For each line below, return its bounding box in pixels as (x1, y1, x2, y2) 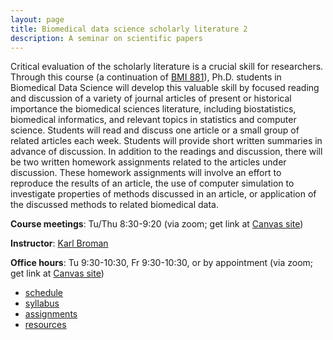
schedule (24, 287, 64, 299)
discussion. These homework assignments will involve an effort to (10, 167, 282, 179)
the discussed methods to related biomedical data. (10, 199, 220, 211)
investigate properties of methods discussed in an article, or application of (10, 188, 317, 200)
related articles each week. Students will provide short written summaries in (10, 135, 323, 147)
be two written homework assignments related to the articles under (10, 156, 287, 168)
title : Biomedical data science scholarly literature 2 (10, 24, 248, 34)
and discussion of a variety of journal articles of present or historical (10, 92, 292, 105)
